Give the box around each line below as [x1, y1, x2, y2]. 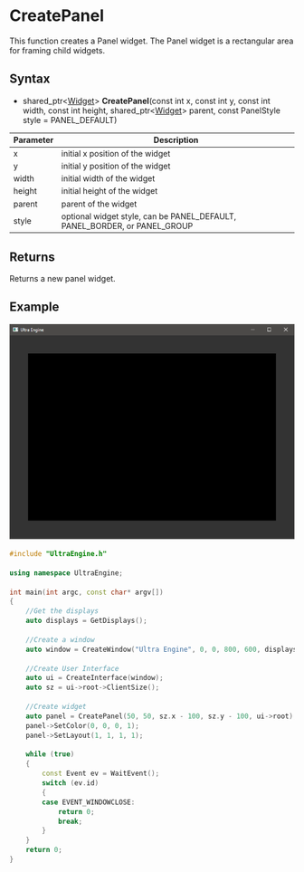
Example [9, 300, 60, 315]
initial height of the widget [61, 186, 158, 196]
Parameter [13, 135, 54, 146]
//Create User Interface [25, 664, 119, 673]
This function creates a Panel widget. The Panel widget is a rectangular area [9, 35, 294, 46]
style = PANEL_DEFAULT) [22, 114, 118, 125]
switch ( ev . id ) [42, 779, 100, 788]
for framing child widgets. [9, 44, 106, 55]
